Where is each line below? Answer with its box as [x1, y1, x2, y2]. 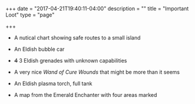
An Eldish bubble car [14, 45, 65, 53]
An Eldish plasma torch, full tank [14, 80, 92, 87]
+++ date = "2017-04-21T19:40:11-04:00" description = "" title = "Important [5, 5, 189, 12]
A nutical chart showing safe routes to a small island [14, 34, 141, 41]
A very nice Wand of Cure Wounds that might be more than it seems [14, 69, 180, 76]
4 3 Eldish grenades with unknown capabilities [14, 57, 127, 64]
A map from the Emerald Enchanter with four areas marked [14, 92, 157, 98]
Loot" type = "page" [5, 11, 55, 18]
